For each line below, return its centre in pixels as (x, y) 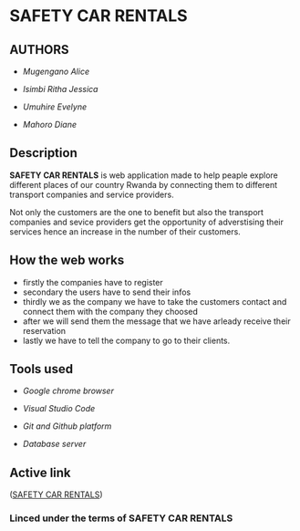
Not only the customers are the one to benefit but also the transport (137, 212)
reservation (44, 330)
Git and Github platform (67, 426)
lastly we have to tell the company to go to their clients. (126, 340)
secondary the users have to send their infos (107, 292)
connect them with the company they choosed (110, 311)
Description (43, 153)
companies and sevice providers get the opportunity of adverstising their (147, 222)
